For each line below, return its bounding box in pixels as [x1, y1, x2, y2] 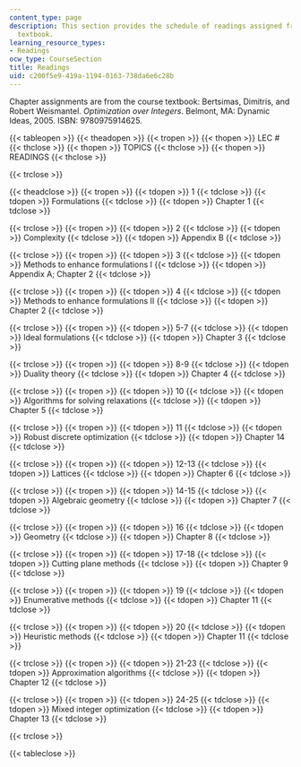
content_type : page [9, 13, 82, 22]
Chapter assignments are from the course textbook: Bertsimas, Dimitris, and [9, 96, 290, 107]
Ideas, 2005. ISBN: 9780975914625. [9, 115, 143, 125]
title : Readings [9, 64, 70, 73]
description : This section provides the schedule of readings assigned [9, 22, 282, 30]
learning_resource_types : [9, 38, 106, 47]
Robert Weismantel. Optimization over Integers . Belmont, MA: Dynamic [9, 105, 271, 116]
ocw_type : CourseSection [9, 55, 102, 64]
